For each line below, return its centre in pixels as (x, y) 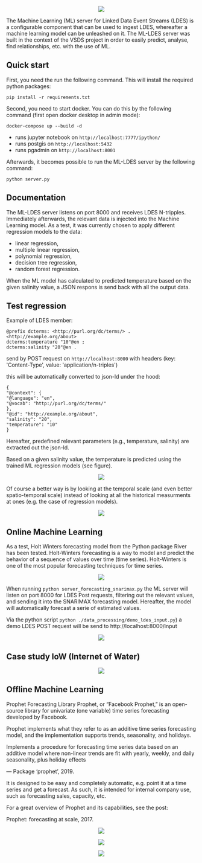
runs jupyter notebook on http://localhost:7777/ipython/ (88, 137)
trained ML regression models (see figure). (59, 466)
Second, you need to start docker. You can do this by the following (89, 108)
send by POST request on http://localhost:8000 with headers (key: (91, 359)
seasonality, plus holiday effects (46, 759)
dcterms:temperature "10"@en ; (46, 342)
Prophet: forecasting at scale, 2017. (50, 819)
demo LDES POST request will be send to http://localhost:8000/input (92, 626)
